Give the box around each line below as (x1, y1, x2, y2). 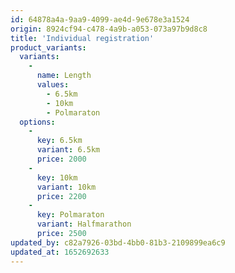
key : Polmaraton (36, 210, 105, 220)
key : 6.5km (36, 136, 83, 146)
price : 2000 (36, 154, 87, 164)
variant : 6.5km (36, 145, 101, 155)
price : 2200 (36, 191, 87, 201)
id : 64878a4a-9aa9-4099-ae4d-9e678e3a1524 (10, 14, 190, 25)
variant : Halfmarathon (36, 219, 132, 230)
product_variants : (10, 42, 87, 53)
